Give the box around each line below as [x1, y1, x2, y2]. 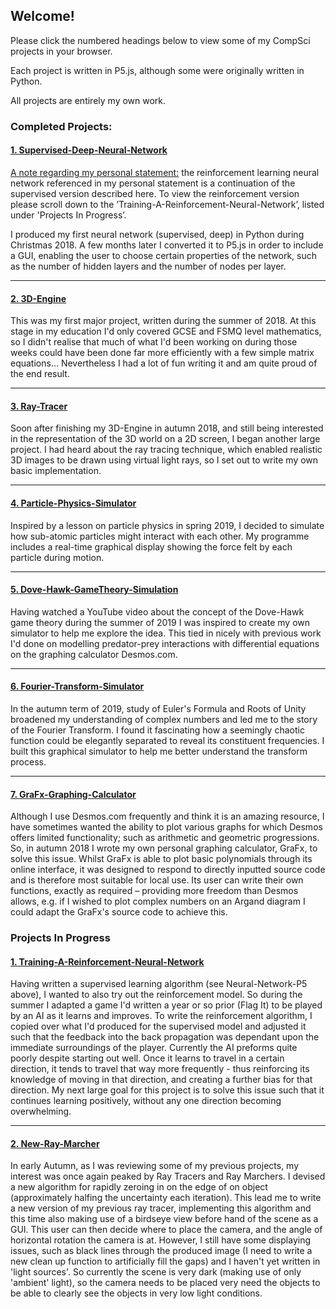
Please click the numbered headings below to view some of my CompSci [10, 34, 311, 46]
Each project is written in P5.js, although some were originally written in [10, 64, 305, 76]
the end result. [10, 368, 70, 380]
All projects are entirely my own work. [10, 94, 167, 106]
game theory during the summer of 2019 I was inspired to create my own [10, 616, 311, 628]
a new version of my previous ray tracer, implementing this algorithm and [10, 1202, 312, 1214]
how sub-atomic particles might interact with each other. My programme [10, 530, 310, 542]
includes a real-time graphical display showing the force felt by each [10, 540, 293, 553]
